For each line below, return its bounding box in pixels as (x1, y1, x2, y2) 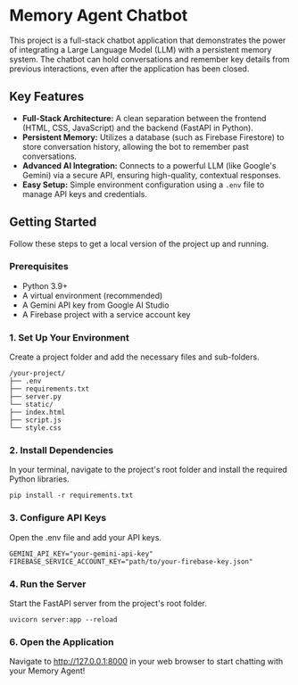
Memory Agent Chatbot (9, 5, 188, 26)
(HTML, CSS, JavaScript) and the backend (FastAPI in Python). (21, 122, 254, 133)
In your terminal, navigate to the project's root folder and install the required (9, 465, 288, 475)
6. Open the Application (9, 635, 114, 648)
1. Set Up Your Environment (9, 331, 129, 343)
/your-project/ (9, 369, 66, 378)
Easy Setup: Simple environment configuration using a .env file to (21, 179, 265, 190)
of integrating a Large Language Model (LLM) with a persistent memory (9, 44, 272, 54)
